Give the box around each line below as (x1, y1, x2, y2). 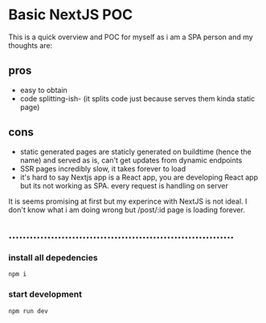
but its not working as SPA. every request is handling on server (19, 180, 229, 190)
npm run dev (8, 307, 48, 315)
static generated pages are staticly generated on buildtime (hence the (19, 147, 252, 156)
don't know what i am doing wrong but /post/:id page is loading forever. (8, 204, 245, 214)
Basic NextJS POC (8, 6, 133, 24)
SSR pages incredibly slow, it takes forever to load (19, 164, 186, 173)
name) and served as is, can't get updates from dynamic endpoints (19, 155, 243, 165)
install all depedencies (8, 252, 98, 263)
